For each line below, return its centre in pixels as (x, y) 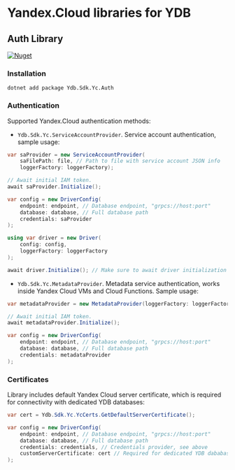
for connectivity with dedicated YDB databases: (76, 402)
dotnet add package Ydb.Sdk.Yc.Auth (60, 88)
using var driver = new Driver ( (54, 238)
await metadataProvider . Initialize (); (64, 323)
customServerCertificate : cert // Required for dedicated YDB (112, 454)
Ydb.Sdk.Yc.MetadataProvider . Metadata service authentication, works (119, 283)
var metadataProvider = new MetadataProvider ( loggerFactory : (98, 304)
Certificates (28, 379)
